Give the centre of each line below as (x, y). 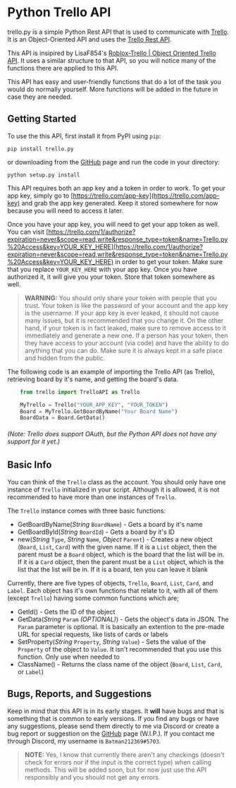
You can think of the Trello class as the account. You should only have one (117, 482)
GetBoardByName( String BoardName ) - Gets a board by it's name (110, 524)
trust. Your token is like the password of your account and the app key (126, 305)
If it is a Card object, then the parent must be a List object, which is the (120, 561)
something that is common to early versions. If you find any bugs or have (113, 718)
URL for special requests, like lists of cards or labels (93, 634)
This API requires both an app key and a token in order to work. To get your (116, 188)
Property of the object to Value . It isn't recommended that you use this (119, 649)
